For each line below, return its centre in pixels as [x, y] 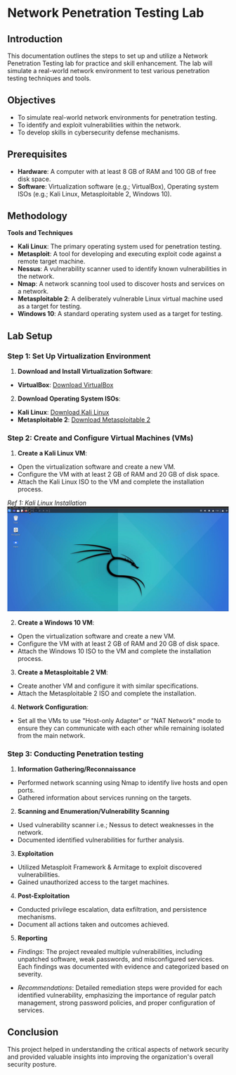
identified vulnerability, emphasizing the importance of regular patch [117, 995]
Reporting [32, 938]
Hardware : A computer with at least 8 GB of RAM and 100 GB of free [117, 171]
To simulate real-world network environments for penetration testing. [117, 117]
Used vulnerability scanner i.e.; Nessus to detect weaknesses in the [116, 824]
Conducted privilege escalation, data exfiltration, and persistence [112, 909]
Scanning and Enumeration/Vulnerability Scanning [93, 811]
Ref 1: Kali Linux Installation [47, 503]
